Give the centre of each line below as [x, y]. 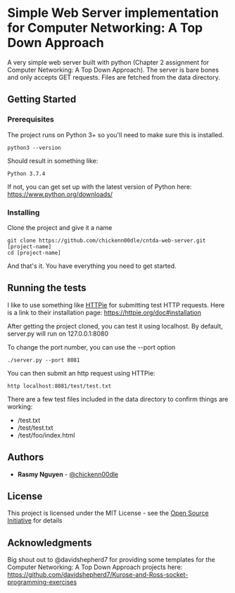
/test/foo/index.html [46, 435]
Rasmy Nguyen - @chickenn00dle [68, 474]
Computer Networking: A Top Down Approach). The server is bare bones [113, 70]
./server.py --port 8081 [44, 360]
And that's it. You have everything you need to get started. [92, 266]
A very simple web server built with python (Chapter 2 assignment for [108, 62]
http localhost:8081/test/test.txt [59, 386]
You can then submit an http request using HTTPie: [81, 373]
